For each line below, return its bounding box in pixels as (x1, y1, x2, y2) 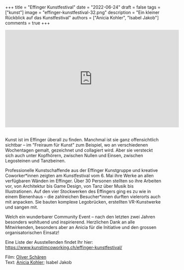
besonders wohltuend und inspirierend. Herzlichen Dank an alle (5, 219, 135, 225)
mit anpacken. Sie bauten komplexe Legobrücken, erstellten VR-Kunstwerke (5, 199, 161, 205)
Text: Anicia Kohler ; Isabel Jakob (5, 260, 72, 265)
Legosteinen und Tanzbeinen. (5, 158, 66, 163)
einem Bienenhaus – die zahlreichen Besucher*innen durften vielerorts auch (5, 194, 161, 200)
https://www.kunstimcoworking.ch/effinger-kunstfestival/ (5, 245, 123, 250)
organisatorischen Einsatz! (5, 230, 60, 235)
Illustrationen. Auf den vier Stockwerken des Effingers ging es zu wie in (5, 188, 151, 194)
